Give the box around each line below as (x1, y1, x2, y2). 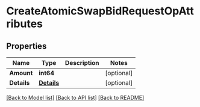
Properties (6, 41, 47, 51)
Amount (9, 69, 33, 77)
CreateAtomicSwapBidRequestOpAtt (6, 4, 195, 18)
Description (65, 59, 99, 67)
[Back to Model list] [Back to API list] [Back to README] (6, 94, 145, 101)
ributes (6, 17, 43, 31)
